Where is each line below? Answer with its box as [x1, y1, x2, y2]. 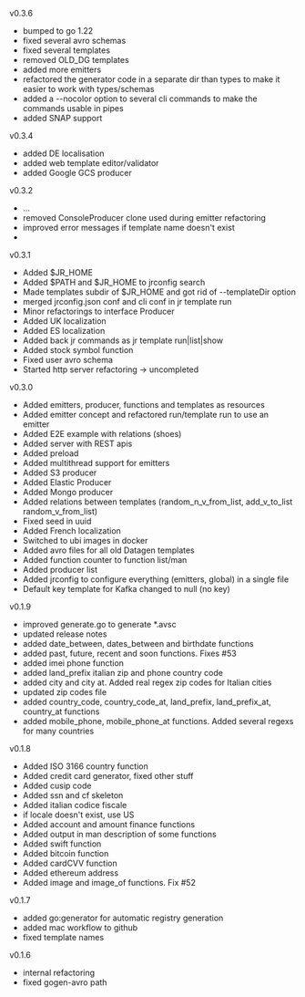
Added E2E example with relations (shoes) [22, 429, 182, 439]
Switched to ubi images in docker [22, 535, 148, 545]
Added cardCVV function [22, 857, 117, 868]
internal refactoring [22, 967, 96, 978]
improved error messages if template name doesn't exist [22, 223, 235, 233]
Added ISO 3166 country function [22, 761, 148, 772]
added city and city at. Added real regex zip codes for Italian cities [22, 677, 272, 688]
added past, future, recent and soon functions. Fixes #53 [22, 648, 237, 659]
